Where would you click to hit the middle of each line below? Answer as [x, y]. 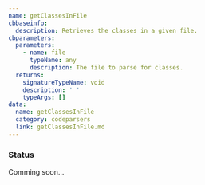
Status [21, 155]
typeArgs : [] [44, 97]
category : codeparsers [53, 120]
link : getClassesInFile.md [60, 127]
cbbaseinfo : [28, 23]
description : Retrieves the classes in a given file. [106, 30]
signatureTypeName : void [64, 82]
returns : [30, 75]
